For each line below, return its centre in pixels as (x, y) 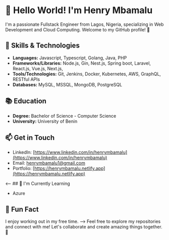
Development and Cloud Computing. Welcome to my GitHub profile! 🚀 (78, 29)
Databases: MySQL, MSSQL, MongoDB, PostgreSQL (67, 84)
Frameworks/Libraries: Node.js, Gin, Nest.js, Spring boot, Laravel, (82, 63)
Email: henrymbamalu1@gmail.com (49, 163)
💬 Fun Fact (22, 209)
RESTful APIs (26, 79)
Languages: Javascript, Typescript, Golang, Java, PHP (70, 58)
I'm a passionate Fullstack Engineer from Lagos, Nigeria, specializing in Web (84, 24)
